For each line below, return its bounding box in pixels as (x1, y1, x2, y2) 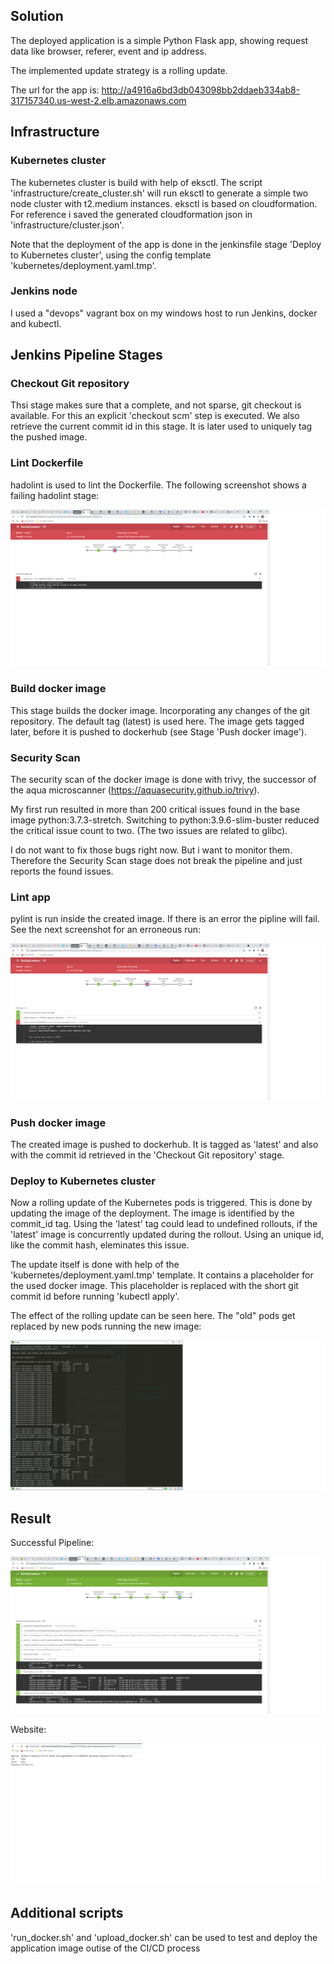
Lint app (10, 890, 51, 904)
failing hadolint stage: (10, 489, 100, 501)
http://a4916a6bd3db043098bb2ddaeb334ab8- (101, 84, 301, 96)
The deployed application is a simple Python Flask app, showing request (10, 34, 309, 46)
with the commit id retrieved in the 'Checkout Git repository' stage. (10, 1149, 285, 1161)
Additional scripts (10, 1905, 124, 1922)
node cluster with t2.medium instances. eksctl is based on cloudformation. (10, 197, 318, 209)
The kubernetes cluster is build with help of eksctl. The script (10, 176, 263, 188)
